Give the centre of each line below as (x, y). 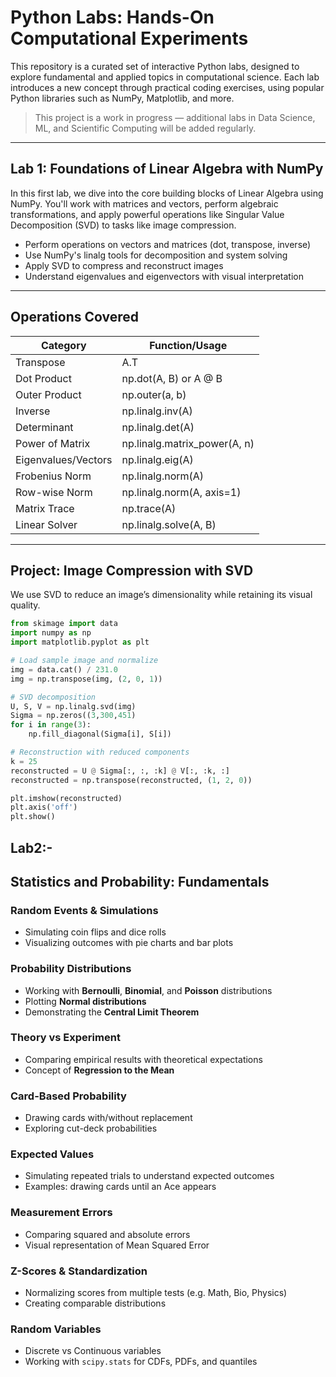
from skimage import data (64, 624)
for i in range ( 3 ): (51, 725)
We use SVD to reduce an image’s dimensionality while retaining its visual (161, 595)
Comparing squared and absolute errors (107, 1234)
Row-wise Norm (54, 492)
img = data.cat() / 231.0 (64, 669)
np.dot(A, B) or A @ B (172, 378)
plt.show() (33, 817)
